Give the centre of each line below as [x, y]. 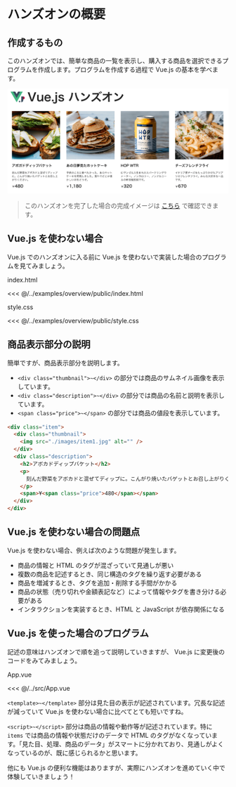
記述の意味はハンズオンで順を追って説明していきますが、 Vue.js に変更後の [116, 651]
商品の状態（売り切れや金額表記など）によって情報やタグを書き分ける [119, 592]
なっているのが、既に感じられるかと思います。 [74, 753]
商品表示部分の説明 [49, 345]
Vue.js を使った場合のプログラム [78, 633]
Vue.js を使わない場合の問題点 [74, 532]
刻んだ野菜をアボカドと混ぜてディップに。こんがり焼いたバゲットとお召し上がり [125, 479]
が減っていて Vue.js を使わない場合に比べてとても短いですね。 [97, 711]
